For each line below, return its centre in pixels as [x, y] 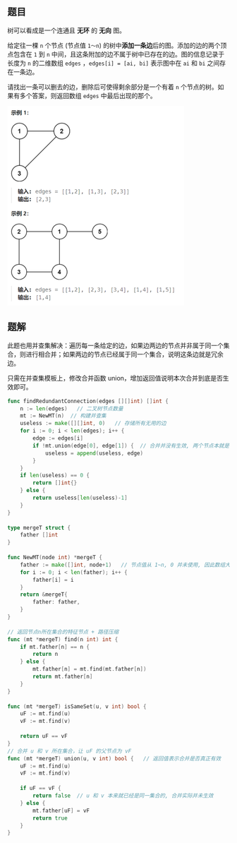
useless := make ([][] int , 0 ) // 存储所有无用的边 [93, 424]
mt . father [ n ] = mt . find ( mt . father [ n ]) [90, 669]
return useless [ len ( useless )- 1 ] [80, 498]
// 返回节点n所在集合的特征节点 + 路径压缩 [63, 632]
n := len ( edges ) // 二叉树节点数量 [72, 408]
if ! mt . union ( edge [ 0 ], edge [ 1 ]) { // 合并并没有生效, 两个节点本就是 [131, 446]
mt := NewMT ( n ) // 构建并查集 [63, 416]
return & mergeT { [44, 594]
